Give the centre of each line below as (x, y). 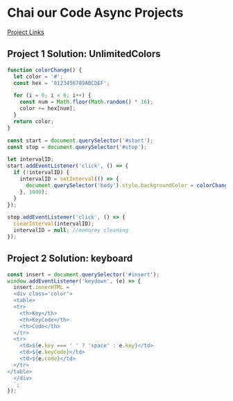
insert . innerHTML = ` (45, 288)
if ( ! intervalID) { (42, 173)
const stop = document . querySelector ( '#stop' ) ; (77, 147)
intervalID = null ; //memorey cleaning (71, 230)
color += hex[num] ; (48, 109)
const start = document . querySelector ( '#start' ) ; (80, 141)
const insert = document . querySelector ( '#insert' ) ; (83, 274)
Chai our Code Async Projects (95, 13)
